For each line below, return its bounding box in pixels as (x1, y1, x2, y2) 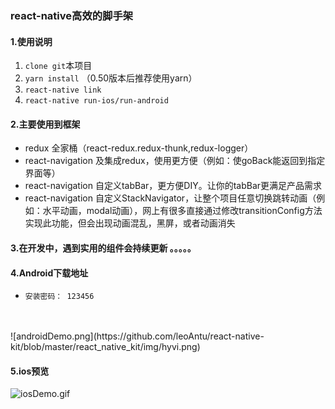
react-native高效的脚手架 (10, 8, 134, 22)
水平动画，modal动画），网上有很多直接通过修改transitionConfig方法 (42, 205, 323, 217)
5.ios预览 (10, 365, 50, 377)
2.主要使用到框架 (10, 118, 81, 130)
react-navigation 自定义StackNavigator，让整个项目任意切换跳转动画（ (24, 192, 317, 204)
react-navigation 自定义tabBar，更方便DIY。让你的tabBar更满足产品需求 (24, 180, 323, 192)
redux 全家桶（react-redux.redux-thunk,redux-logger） (24, 142, 254, 154)
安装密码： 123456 (24, 292, 95, 302)
